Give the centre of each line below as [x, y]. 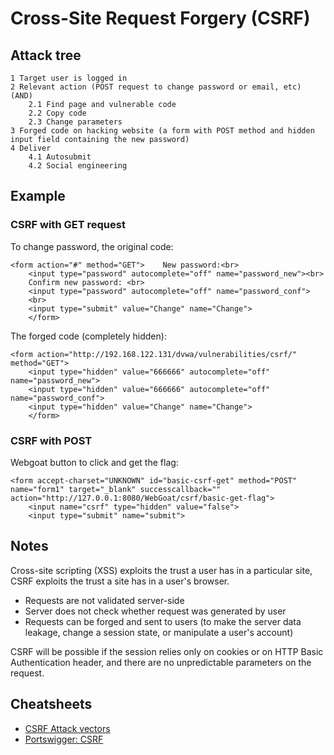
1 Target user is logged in [69, 78]
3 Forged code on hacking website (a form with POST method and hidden [162, 131]
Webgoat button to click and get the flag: [94, 462]
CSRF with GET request [68, 225]
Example [38, 196]
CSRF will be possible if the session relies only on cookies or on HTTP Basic [167, 651]
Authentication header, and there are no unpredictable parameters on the [161, 662]
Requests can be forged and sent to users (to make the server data [163, 621]
